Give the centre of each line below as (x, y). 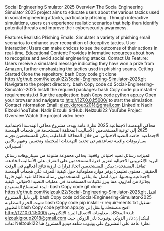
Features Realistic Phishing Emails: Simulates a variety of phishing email (78, 37)
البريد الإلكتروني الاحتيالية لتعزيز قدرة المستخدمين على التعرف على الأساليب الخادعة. (82, 161)
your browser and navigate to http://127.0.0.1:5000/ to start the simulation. (80, 100)
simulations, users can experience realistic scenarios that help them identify (82, 23)
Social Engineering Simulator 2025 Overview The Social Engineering (74, 7)
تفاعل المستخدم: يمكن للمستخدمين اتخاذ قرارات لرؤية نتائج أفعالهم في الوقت (75, 166)
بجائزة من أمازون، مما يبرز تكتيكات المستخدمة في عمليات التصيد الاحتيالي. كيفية (78, 181)
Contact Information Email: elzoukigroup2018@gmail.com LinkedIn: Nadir (79, 105)
